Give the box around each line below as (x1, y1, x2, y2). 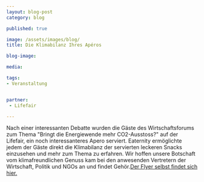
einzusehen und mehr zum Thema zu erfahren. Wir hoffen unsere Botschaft (6, 150, 195, 158)
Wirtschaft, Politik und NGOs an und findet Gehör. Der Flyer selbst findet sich (6, 163, 198, 170)
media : (6, 64, 23, 70)
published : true (6, 25, 47, 32)
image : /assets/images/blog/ (6, 36, 80, 42)
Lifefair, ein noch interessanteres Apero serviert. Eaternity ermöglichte (6, 137, 182, 144)
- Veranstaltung (6, 80, 47, 87)
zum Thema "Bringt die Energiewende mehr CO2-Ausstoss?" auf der (6, 131, 178, 138)
